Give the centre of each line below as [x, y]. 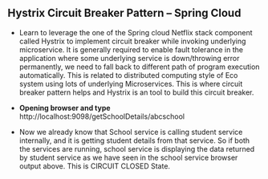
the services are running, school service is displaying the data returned [137, 148]
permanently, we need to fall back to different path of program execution [139, 67]
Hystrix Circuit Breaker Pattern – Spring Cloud [124, 13]
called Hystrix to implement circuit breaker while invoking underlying [132, 41]
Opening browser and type [65, 108]
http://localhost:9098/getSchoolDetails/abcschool [102, 116]
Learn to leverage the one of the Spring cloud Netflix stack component [136, 32]
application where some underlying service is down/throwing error [129, 58]
